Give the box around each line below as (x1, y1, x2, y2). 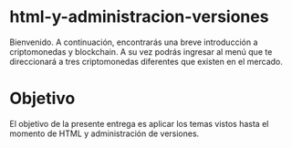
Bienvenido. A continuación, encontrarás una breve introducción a (9, 37, 258, 48)
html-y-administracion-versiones (9, 6, 269, 27)
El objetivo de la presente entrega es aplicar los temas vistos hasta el (9, 118, 269, 129)
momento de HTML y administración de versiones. (9, 128, 200, 139)
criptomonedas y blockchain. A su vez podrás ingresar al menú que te (9, 46, 273, 57)
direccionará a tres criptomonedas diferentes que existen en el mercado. (9, 56, 283, 67)
